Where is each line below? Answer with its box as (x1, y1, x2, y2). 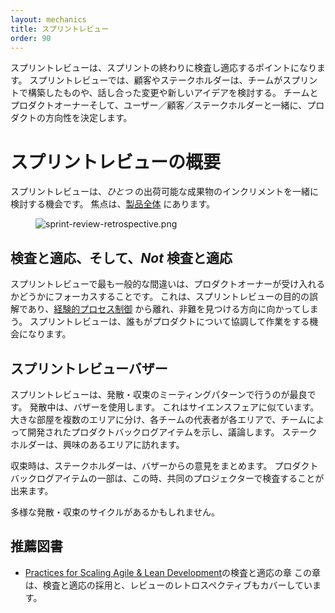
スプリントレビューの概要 (10, 151, 222, 173)
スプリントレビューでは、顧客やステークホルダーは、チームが (29, 74, 283, 86)
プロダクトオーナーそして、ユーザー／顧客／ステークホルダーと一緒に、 (10, 99, 308, 111)
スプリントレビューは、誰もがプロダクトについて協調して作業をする (29, 316, 310, 328)
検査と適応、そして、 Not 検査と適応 (10, 249, 233, 266)
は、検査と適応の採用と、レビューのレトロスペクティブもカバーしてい (24, 579, 313, 591)
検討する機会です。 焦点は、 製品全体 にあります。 (10, 198, 216, 210)
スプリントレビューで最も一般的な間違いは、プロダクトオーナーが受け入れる (10, 278, 326, 290)
